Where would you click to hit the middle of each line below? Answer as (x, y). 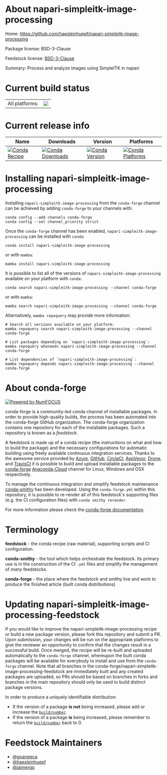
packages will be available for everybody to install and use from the (74, 661)
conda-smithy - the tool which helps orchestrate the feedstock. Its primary (82, 559)
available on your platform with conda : (43, 278)
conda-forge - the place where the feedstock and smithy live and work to (81, 579)
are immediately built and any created (104, 671)
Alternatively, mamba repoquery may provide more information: (68, 315)
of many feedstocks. (26, 569)
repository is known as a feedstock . (42, 433)
